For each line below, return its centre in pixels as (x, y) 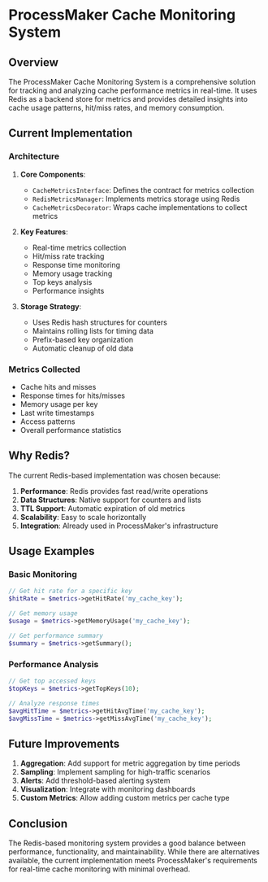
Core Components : (53, 174)
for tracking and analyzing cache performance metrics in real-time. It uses (133, 90)
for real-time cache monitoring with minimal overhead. (99, 869)
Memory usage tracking (72, 273)
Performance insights (68, 290)
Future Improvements (64, 743)
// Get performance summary (56, 635)
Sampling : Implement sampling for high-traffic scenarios (115, 772)
